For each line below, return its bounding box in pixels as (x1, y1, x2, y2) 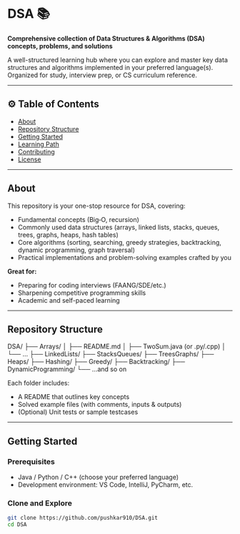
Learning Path (17, 140, 59, 148)
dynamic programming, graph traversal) (17, 246, 136, 254)
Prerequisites (7, 456, 55, 466)
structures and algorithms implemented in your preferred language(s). (7, 63, 214, 71)
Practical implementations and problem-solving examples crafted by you (17, 253, 232, 261)
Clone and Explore (7, 498, 73, 508)
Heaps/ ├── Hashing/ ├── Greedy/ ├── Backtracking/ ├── (7, 358, 186, 366)
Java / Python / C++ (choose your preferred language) (17, 473, 179, 482)
